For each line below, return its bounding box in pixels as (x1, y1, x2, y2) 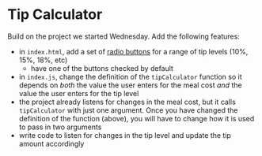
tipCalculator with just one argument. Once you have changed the (18, 105, 238, 115)
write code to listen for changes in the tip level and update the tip (18, 130, 231, 139)
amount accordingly (18, 139, 85, 148)
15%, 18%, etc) (18, 55, 68, 65)
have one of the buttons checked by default (30, 63, 173, 72)
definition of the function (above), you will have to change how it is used (18, 113, 255, 123)
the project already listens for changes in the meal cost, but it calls (18, 97, 237, 106)
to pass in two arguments (18, 122, 102, 132)
